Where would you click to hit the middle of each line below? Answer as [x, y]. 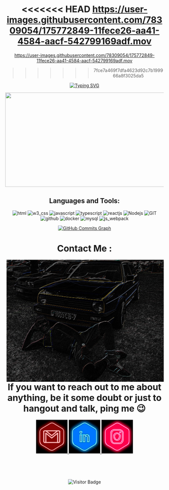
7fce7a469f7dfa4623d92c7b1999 [128, 70]
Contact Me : [84, 248]
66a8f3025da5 [129, 75]
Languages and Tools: [84, 201]
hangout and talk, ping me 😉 [84, 408]
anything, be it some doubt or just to [84, 398]
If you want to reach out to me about [84, 387]
